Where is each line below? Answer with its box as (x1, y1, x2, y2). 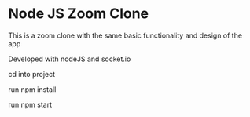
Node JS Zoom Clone (8, 5, 149, 23)
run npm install (8, 84, 57, 94)
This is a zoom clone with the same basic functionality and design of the (8, 31, 242, 40)
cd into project (8, 69, 56, 79)
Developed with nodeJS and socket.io (8, 54, 131, 64)
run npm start (8, 100, 53, 109)
